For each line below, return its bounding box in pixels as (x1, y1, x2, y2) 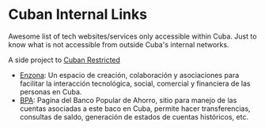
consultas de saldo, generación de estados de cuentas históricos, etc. (19, 112, 249, 121)
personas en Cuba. (19, 87, 82, 96)
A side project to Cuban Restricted (8, 55, 121, 64)
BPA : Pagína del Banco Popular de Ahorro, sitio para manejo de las (19, 95, 237, 105)
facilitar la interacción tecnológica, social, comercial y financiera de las (19, 79, 251, 88)
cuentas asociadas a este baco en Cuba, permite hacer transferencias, (19, 104, 251, 113)
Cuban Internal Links (8, 6, 148, 24)
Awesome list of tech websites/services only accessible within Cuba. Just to (8, 31, 257, 41)
